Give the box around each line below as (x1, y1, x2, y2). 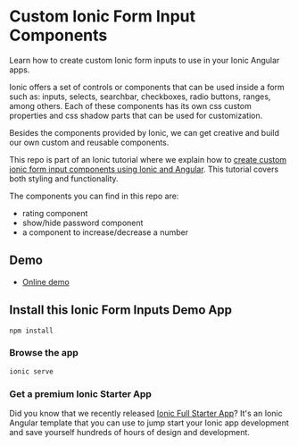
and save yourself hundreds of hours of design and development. (9, 427, 250, 438)
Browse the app (9, 347, 79, 359)
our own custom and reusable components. (9, 137, 170, 147)
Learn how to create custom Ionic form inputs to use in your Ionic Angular (9, 55, 280, 65)
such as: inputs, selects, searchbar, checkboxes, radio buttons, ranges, (9, 91, 271, 102)
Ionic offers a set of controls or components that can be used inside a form (9, 81, 286, 92)
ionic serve (9, 366, 54, 376)
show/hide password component (21, 217, 144, 228)
